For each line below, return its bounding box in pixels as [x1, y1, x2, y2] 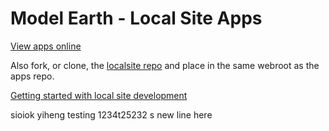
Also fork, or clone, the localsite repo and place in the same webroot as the [10, 59, 320, 71]
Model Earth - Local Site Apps [10, 7, 263, 30]
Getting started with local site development [10, 89, 188, 101]
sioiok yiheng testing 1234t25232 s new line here [10, 108, 213, 121]
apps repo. [10, 70, 55, 82]
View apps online [10, 40, 82, 52]
